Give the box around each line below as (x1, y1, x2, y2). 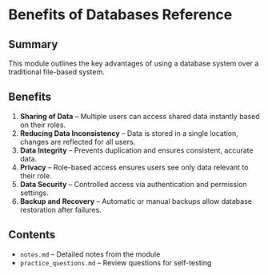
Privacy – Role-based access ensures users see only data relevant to (19, 162, 249, 172)
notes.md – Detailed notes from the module (19, 249, 161, 259)
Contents (8, 228, 56, 241)
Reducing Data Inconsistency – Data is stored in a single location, (19, 128, 238, 137)
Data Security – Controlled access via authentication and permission (19, 179, 247, 189)
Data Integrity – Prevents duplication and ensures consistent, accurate (19, 145, 254, 155)
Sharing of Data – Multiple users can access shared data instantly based (19, 111, 260, 121)
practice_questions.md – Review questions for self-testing (19, 257, 212, 267)
